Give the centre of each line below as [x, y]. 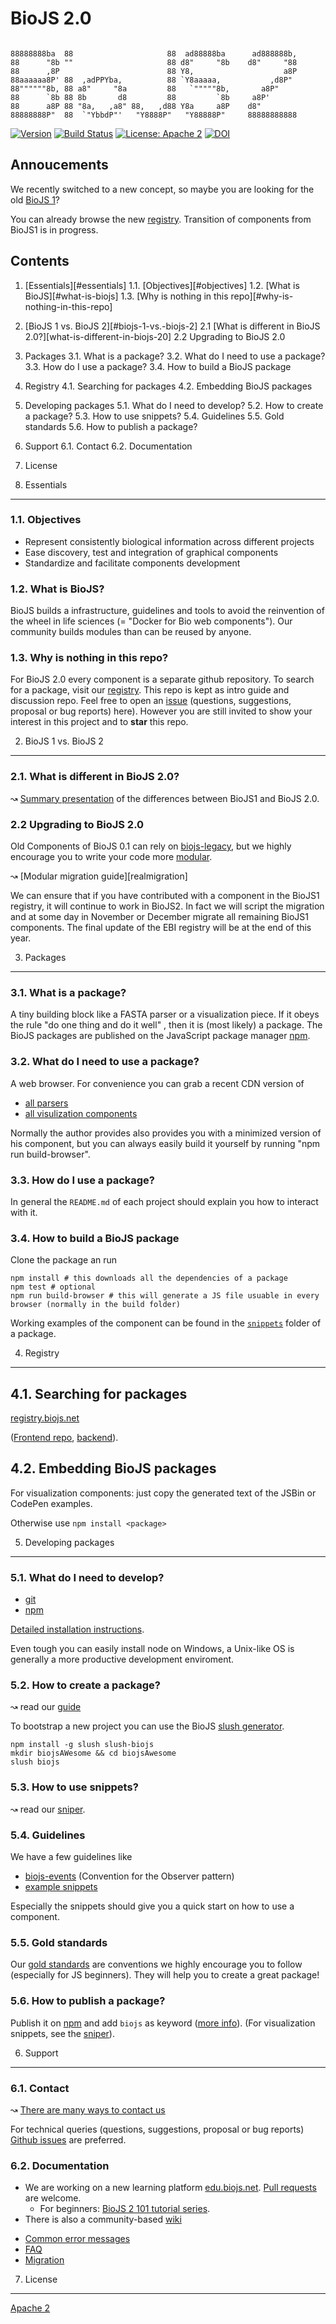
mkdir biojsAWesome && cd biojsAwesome [93, 1753]
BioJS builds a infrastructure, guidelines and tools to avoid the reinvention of [167, 611]
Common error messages [77, 2239]
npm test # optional [53, 1287]
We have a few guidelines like [71, 1857]
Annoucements [59, 165]
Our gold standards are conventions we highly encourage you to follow [156, 1964]
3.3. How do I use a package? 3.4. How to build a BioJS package [158, 366]
